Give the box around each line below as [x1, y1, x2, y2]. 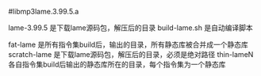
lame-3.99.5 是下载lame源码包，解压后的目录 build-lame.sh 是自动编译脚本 [8, 23, 253, 32]
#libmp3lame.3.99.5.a [8, 7, 79, 16]
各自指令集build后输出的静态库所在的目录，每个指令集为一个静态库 [8, 59, 226, 69]
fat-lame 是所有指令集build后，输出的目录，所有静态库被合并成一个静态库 [8, 40, 248, 49]
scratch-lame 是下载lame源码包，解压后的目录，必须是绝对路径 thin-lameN [8, 50, 254, 59]
